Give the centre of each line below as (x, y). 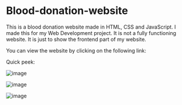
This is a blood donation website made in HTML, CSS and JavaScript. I (91, 27)
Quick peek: (20, 62)
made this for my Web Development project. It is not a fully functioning (91, 33)
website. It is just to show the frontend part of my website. (76, 39)
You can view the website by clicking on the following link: (76, 50)
